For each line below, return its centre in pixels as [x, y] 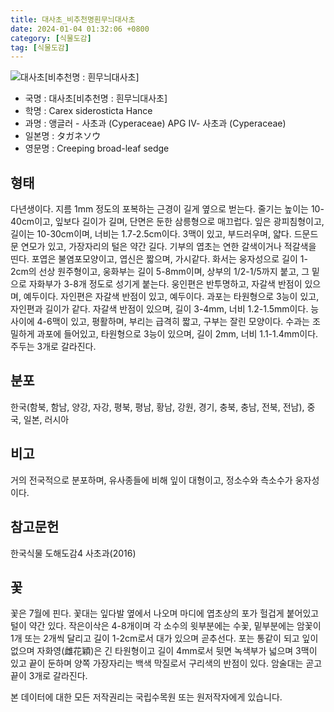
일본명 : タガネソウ [63, 136]
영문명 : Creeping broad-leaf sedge [97, 148]
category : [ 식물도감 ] [51, 38]
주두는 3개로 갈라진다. [53, 347]
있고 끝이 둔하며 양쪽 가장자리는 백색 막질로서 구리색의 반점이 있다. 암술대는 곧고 [166, 663]
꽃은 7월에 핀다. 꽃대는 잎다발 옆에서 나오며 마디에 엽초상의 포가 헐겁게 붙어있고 [165, 613]
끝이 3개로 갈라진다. [49, 676]
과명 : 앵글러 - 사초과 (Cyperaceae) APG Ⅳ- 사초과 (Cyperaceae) [155, 123]
